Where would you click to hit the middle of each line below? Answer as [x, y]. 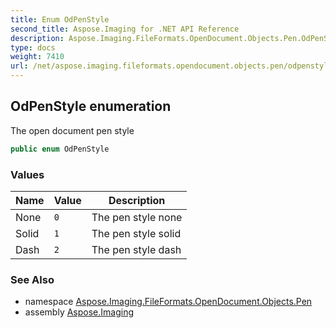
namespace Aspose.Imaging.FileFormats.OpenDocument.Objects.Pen [168, 302]
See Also [32, 279]
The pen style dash [136, 249]
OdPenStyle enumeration [91, 106]
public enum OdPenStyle [60, 149]
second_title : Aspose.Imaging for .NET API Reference [125, 29]
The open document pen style [72, 130]
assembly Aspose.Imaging [79, 312]
